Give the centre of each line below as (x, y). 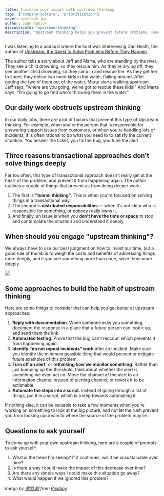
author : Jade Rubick (26, 23)
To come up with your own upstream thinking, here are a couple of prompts (81, 443)
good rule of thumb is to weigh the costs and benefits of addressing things (80, 253)
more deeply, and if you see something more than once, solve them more (79, 259)
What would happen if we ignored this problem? (60, 478)
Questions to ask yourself (45, 431)
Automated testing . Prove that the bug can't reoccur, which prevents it (83, 338)
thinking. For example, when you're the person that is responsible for (74, 124)
